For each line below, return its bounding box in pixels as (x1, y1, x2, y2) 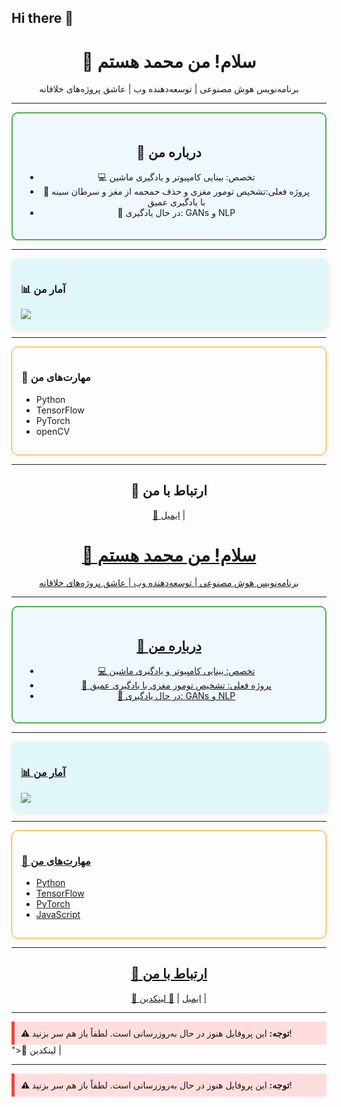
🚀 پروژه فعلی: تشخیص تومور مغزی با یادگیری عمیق (81, 679, 272, 691)
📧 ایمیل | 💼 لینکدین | (130, 992, 208, 1004)
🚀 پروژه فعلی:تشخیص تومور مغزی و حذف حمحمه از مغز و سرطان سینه (42, 186, 310, 198)
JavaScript (35, 908, 81, 920)
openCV (35, 425, 71, 437)
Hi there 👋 (11, 10, 74, 27)
